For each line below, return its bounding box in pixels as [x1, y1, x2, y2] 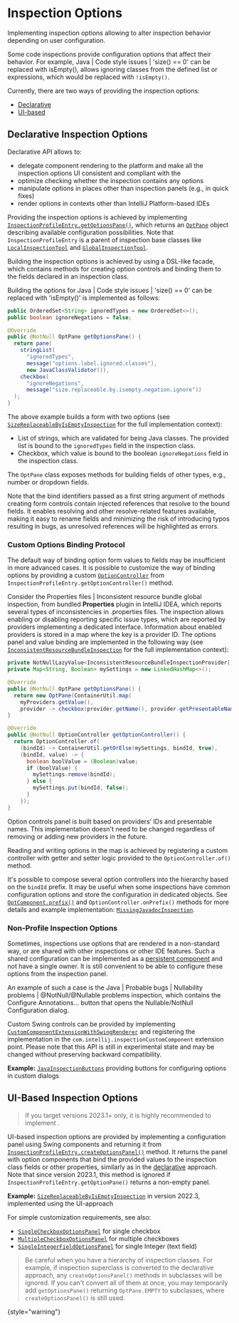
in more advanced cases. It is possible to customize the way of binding [7, 564, 216, 572]
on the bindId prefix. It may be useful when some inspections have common [7, 882, 231, 891]
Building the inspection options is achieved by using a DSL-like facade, [7, 256, 215, 265]
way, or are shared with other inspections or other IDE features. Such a [7, 946, 216, 955]
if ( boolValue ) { [26, 764, 78, 772]
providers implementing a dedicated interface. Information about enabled [7, 623, 222, 631]
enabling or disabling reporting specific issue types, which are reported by [7, 615, 226, 624]
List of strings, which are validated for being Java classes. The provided [17, 434, 229, 442]
